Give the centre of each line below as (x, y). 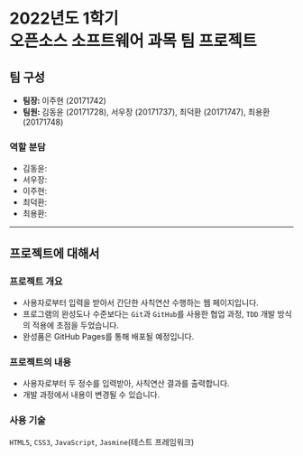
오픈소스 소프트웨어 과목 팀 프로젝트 (133, 41)
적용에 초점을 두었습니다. (76, 325)
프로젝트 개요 (36, 281)
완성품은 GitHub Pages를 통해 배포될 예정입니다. (108, 336)
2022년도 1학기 (64, 19)
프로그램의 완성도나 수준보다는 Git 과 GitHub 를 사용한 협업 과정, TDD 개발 (149, 313)
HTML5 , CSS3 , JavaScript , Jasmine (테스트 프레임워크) (102, 442)
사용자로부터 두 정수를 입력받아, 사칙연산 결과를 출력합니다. (126, 384)
